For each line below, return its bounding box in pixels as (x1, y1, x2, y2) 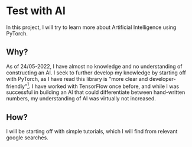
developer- (149, 75, 176, 82)
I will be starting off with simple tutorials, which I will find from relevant (6, 128, 178, 135)
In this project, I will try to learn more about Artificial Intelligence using (6, 24, 177, 31)
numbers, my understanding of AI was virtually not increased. (6, 95, 157, 102)
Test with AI (6, 4, 66, 18)
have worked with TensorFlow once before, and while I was (34, 83, 180, 90)
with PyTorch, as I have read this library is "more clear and (6, 75, 148, 82)
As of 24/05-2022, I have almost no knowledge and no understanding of (6, 63, 183, 70)
